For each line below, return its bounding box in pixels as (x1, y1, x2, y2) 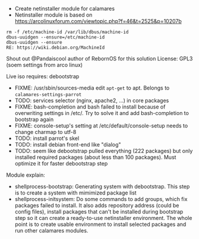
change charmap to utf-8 (14, 129, 77, 135)
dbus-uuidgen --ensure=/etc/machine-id (6, 34, 105, 40)
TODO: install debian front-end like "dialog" (14, 141, 121, 148)
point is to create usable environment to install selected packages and (14, 221, 187, 228)
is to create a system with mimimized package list (14, 189, 137, 196)
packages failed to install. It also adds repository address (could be (14, 202, 179, 209)
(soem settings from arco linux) (6, 62, 83, 68)
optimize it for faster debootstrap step (14, 160, 108, 167)
